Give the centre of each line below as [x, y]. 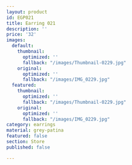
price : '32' [21, 35]
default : [23, 46]
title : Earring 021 [31, 23]
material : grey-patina [35, 130]
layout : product [27, 12]
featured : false [27, 136]
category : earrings [31, 125]
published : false [28, 147]
